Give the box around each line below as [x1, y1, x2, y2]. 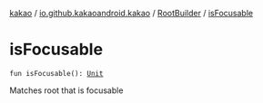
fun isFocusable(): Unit [9, 69, 104, 78]
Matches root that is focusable [9, 85, 124, 96]
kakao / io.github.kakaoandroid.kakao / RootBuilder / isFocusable [9, 8, 253, 18]
